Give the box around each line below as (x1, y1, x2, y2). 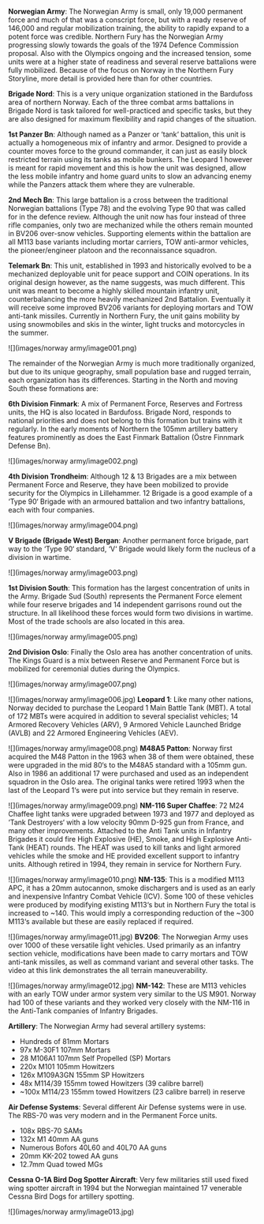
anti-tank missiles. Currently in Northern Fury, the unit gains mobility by (8, 311, 240, 321)
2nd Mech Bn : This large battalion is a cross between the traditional (8, 195, 229, 205)
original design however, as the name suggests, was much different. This (8, 278, 246, 287)
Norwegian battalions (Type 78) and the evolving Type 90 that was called (8, 204, 246, 212)
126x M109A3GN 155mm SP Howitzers (19, 1070, 145, 1079)
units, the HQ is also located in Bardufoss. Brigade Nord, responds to (8, 407, 232, 417)
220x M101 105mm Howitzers (19, 1062, 115, 1071)
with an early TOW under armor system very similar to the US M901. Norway (8, 989, 257, 998)
